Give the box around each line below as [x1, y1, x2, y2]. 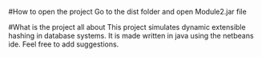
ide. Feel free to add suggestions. [8, 39, 119, 49]
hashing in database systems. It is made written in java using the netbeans [8, 31, 254, 40]
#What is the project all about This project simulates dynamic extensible [8, 22, 246, 31]
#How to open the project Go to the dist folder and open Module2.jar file [8, 7, 247, 16]
